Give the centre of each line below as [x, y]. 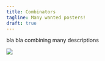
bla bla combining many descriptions [53, 40]
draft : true [21, 23]
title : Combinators [31, 12]
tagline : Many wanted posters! [46, 18]
